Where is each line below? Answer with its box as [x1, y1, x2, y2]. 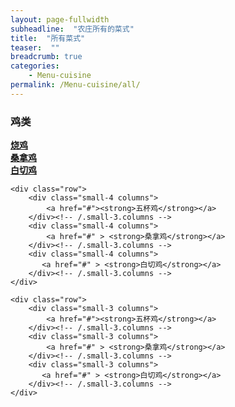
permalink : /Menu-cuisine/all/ [10, 80, 141, 90]
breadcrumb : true [10, 52, 83, 62]
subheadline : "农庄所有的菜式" [10, 24, 135, 34]
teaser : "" [10, 42, 60, 53]
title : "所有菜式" [10, 33, 86, 43]
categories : [10, 61, 60, 71]
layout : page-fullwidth [10, 14, 110, 25]
